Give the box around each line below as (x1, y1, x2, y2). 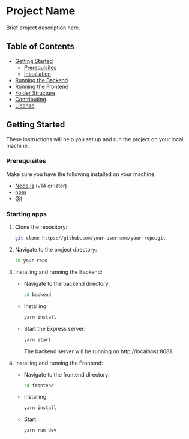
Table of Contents (6, 41, 75, 52)
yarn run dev (23, 428, 57, 434)
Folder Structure (14, 89, 56, 97)
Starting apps (6, 210, 47, 218)
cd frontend (23, 383, 54, 389)
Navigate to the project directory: (14, 246, 97, 253)
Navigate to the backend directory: (23, 280, 110, 287)
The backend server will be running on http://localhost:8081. (23, 347, 173, 355)
